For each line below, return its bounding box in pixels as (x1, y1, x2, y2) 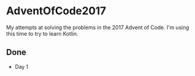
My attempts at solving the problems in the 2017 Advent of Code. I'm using (6, 24, 189, 31)
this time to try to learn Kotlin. (6, 30, 78, 37)
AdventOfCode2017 (6, 4, 106, 18)
